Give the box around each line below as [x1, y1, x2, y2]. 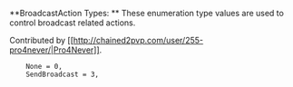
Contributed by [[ [9, 35, 74, 45]
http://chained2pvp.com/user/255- [73, 35, 204, 45]
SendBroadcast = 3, [25, 70, 100, 79]
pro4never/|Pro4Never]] [9, 44, 100, 55]
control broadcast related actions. [9, 17, 136, 28]
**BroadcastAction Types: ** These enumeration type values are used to [9, 8, 284, 18]
